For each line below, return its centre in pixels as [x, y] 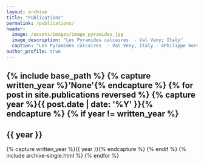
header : [16, 29]
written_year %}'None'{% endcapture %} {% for [100, 86]
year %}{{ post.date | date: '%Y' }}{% [80, 105]
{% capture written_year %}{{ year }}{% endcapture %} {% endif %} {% [97, 149]
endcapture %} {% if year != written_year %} [93, 114]
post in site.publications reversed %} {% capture [101, 95]
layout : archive [27, 12]
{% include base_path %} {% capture [79, 76]
